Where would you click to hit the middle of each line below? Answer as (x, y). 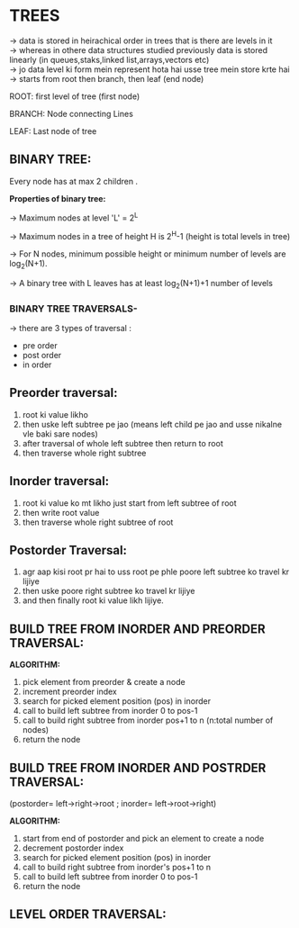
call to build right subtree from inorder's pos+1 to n (117, 867)
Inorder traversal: (59, 481)
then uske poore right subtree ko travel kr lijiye (109, 591)
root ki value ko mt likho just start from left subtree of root (129, 503)
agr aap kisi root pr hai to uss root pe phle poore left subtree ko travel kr (156, 572)
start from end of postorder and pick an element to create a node (143, 839)
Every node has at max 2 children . (73, 181)
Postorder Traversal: (68, 550)
